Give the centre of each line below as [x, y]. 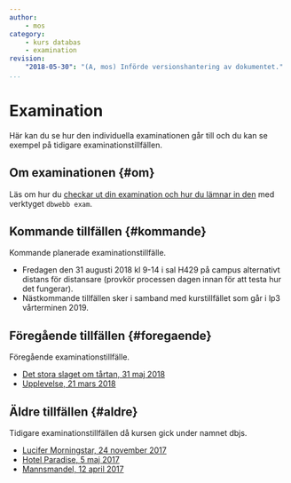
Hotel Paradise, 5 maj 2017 [71, 460]
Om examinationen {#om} [82, 173]
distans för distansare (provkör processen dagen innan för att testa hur [152, 280]
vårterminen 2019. [55, 308]
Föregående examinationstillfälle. [70, 357]
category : [28, 34]
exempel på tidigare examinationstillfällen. [86, 145]
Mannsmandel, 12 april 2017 [73, 469]
